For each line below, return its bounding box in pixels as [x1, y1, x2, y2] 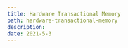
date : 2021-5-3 [7, 30, 52, 37]
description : [7, 23, 46, 30]
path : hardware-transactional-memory [7, 17, 118, 24]
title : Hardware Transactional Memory [7, 10, 121, 18]
